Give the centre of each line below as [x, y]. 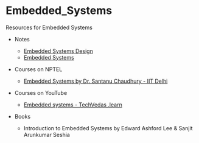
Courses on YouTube [41, 92]
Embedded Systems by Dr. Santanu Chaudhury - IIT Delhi [96, 81]
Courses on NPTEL [38, 69]
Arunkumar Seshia [47, 134]
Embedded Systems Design [58, 51]
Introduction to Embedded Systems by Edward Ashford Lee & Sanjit [108, 128]
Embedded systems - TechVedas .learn [73, 105]
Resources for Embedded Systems [49, 27]
